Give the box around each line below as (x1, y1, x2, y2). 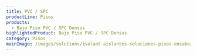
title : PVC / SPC (6, 8, 49, 15)
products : (6, 19, 30, 25)
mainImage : (6, 41, 33, 47)
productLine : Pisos (6, 14, 54, 20)
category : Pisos (6, 36, 46, 41)
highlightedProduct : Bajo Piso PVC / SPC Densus (6, 30, 127, 36)
